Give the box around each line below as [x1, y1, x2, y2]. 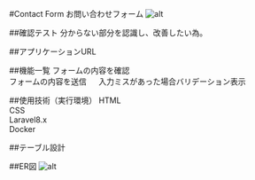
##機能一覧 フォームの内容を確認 [9, 66, 130, 75]
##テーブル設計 [9, 142, 66, 153]
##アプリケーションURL [9, 46, 97, 57]
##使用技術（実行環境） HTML [9, 95, 121, 106]
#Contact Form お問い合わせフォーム [9, 9, 144, 19]
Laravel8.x [9, 114, 47, 125]
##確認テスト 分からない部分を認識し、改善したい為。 [9, 27, 208, 38]
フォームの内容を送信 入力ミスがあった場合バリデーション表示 [9, 76, 246, 87]
